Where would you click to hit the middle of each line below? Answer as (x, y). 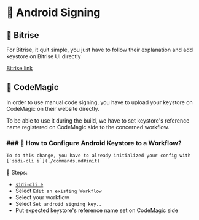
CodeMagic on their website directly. (53, 108)
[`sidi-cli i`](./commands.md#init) (53, 161)
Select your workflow (42, 197)
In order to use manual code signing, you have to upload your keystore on (100, 102)
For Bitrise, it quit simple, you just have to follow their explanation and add (100, 50)
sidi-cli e (29, 185)
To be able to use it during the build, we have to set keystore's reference (98, 120)
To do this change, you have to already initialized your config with (99, 156)
